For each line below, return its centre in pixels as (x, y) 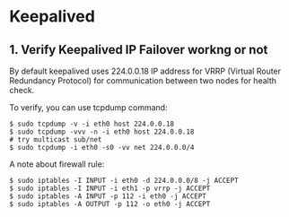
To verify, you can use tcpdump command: (88, 108)
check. (22, 90)
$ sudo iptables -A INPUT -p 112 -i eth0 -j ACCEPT (108, 196)
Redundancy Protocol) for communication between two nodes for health (143, 81)
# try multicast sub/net (56, 140)
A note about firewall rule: (57, 164)
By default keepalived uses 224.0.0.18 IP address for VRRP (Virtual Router (145, 71)
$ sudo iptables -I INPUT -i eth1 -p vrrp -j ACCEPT (110, 188)
